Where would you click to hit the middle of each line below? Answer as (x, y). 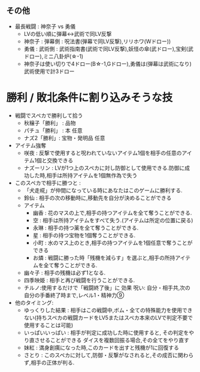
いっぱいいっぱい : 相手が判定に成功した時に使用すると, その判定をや (109, 332)
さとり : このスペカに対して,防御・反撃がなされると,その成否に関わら (109, 355)
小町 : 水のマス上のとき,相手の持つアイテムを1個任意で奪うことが (113, 243)
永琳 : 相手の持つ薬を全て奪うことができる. (86, 228)
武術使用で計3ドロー (49, 71)
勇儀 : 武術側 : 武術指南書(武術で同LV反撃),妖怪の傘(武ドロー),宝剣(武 (108, 49)
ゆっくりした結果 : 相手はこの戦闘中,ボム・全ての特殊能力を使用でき (108, 310)
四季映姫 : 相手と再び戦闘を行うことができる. (79, 280)
